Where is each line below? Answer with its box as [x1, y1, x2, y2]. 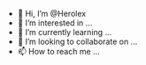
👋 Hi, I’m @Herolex [17, 9, 87, 18]
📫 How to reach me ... [17, 47, 100, 56]
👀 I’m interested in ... [17, 18, 93, 28]
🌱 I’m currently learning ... [17, 27, 112, 37]
